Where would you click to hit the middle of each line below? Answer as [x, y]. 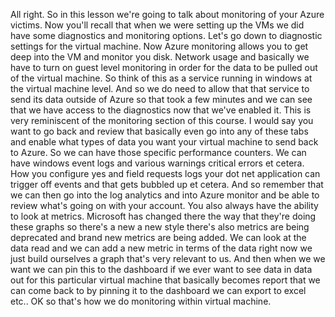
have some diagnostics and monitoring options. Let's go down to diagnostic [166, 35]
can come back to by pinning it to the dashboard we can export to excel [158, 290]
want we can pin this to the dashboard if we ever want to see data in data [161, 269]
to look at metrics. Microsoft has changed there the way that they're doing [163, 216]
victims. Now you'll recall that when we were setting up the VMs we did [157, 25]
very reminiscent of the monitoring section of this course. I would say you [162, 120]
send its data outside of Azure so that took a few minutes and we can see [161, 99]
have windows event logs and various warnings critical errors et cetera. [157, 163]
